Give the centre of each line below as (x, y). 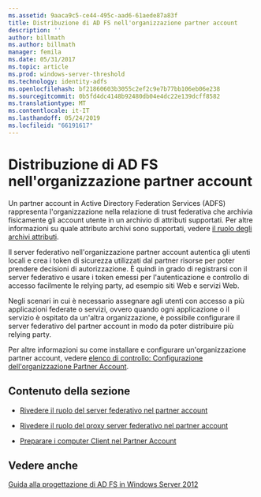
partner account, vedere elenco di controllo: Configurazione (106, 358)
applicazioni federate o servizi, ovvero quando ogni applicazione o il (119, 309)
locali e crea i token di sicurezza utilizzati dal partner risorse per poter (121, 260)
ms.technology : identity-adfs (58, 81)
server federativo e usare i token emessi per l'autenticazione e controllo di (129, 277)
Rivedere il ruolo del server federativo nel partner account (114, 410)
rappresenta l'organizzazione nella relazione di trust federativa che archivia (130, 211)
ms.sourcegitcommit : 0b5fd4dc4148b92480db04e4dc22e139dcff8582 (114, 96)
